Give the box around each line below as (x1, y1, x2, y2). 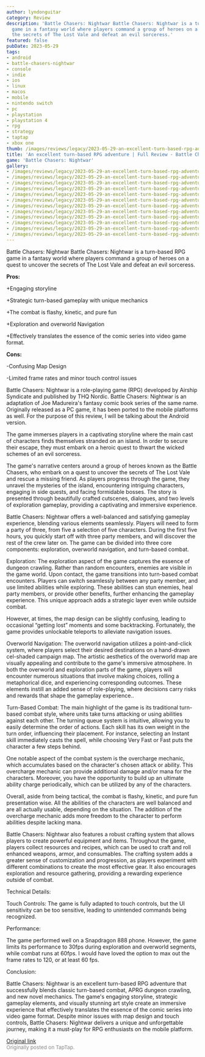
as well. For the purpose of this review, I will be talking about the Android (6, 412, 189, 420)
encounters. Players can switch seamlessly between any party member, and (6, 577, 198, 584)
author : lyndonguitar (6, 9, 62, 15)
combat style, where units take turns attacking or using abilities (23, 710, 183, 718)
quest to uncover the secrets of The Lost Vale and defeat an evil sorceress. (6, 261, 195, 268)
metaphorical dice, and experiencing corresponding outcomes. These (6, 678, 182, 686)
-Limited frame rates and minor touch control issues (6, 374, 137, 382)
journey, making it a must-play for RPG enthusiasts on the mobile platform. (6, 1025, 193, 1032)
